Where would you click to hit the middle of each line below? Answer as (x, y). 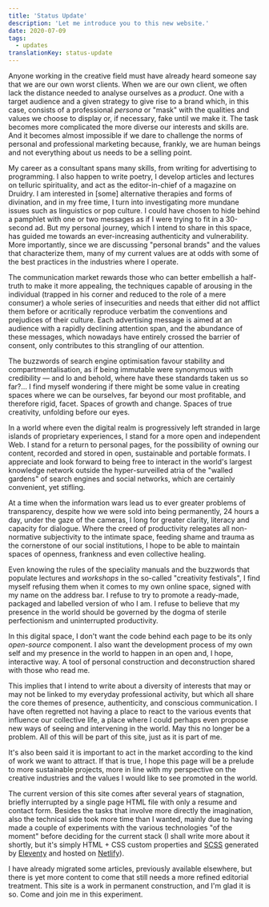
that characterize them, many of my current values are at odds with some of (134, 253)
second (21, 228)
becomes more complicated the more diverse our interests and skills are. (128, 127)
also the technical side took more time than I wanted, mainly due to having (131, 819)
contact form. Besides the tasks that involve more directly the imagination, (131, 810)
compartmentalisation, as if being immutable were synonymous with (121, 369)
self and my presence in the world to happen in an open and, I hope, (121, 653)
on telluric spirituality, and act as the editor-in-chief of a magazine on (122, 185)
